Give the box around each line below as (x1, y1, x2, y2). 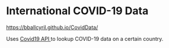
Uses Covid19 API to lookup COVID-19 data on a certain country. (6, 35, 164, 42)
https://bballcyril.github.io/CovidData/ (6, 24, 98, 31)
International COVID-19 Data (6, 4, 149, 18)
